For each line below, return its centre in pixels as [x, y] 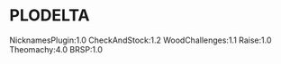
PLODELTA [50, 16]
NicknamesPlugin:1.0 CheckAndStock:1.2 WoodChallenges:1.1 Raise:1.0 [140, 40]
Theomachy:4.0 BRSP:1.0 [56, 49]
